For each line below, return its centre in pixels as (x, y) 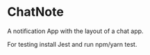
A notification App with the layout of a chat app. (75, 31)
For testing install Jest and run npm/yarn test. (72, 44)
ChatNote (35, 12)
